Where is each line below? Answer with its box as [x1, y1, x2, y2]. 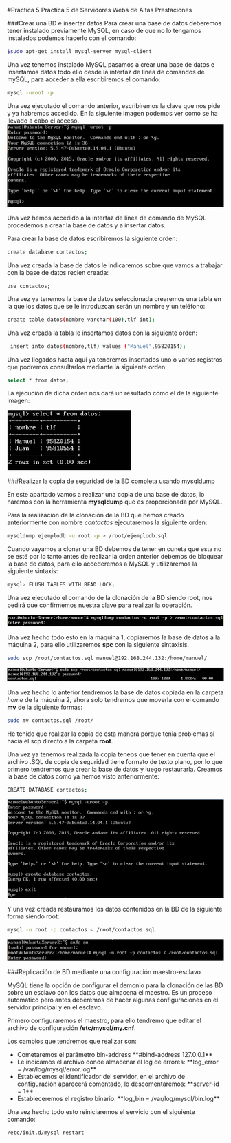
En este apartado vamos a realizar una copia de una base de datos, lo [7, 491, 205, 499]
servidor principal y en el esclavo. [7, 1003, 103, 1011]
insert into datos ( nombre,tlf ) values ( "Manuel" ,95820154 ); [10, 342, 186, 350]
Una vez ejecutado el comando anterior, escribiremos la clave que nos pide [7, 101, 221, 110]
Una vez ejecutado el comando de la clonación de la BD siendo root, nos [7, 594, 213, 602]
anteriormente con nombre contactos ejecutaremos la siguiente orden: [7, 518, 208, 526]
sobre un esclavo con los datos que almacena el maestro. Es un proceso [7, 989, 212, 997]
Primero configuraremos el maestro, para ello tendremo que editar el [7, 1016, 201, 1025]
